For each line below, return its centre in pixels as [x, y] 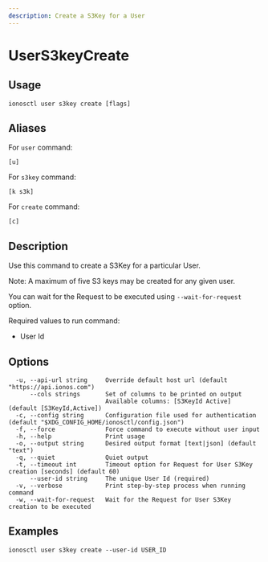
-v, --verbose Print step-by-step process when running [131, 486]
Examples [33, 531]
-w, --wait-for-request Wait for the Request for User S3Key [123, 500]
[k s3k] [21, 192]
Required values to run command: [64, 321]
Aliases [27, 128]
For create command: [44, 207]
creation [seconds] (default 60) [64, 472]
